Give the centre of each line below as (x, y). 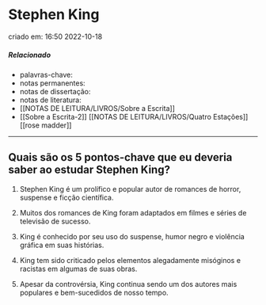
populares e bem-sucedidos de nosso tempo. (94, 292)
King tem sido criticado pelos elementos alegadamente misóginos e (130, 260)
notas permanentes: (52, 83)
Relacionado (30, 55)
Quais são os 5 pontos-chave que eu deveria (120, 157)
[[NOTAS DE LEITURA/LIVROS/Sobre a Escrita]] (97, 108)
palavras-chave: (46, 74)
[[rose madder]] (46, 125)
